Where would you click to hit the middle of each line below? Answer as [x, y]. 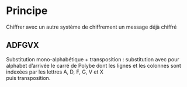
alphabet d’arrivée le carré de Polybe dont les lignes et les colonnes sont [93, 65]
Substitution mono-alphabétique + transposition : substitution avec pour [93, 59]
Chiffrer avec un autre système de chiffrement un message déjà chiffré [91, 27]
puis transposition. [28, 78]
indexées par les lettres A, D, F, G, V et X [55, 72]
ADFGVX [22, 45]
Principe [27, 11]
